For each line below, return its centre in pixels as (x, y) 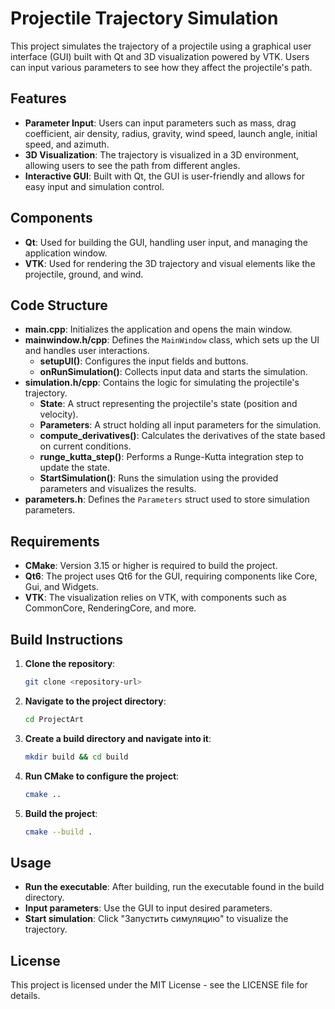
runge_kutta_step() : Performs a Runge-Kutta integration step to (171, 457)
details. (25, 995)
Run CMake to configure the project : (102, 776)
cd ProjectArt (54, 719)
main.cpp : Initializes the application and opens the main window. (158, 329)
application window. (66, 253)
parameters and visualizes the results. (118, 489)
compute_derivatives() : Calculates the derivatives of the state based (182, 436)
